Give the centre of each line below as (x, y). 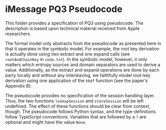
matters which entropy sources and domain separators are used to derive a (83, 64)
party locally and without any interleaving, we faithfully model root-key (78, 75)
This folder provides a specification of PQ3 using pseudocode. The (74, 23)
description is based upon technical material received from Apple (72, 28)
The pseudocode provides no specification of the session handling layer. (80, 95)
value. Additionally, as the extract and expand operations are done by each (82, 70)
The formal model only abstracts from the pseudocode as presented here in (83, 43)
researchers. (18, 33)
